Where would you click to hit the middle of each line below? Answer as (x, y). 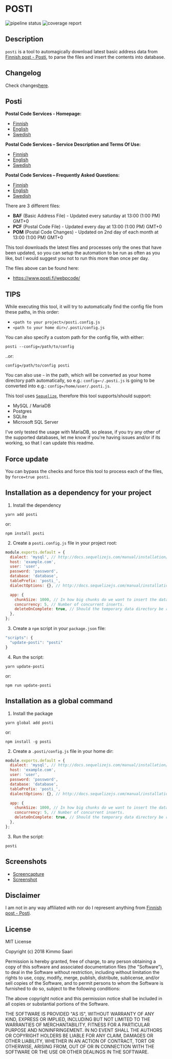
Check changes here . (27, 85)
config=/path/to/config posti (38, 366)
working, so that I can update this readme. (50, 443)
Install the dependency (37, 505)
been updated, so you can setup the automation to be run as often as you (83, 253)
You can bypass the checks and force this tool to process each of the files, (84, 471)
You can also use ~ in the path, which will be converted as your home (78, 375)
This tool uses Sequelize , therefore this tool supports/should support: (78, 396)
